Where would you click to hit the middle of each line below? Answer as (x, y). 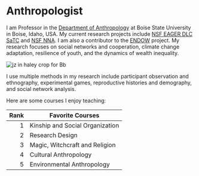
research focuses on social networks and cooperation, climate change (93, 47)
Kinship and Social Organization (74, 125)
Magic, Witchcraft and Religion (73, 145)
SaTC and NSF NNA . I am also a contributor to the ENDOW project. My (93, 40)
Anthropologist (45, 11)
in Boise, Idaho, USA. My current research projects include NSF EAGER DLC (99, 34)
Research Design (53, 135)
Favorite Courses (74, 115)
